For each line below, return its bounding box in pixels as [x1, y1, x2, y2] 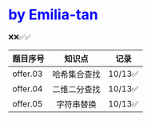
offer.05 [12, 98, 43, 109]
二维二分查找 [52, 83, 101, 95]
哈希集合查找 [52, 68, 101, 79]
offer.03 [12, 68, 43, 79]
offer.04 [12, 83, 43, 94]
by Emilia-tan [8, 6, 98, 24]
